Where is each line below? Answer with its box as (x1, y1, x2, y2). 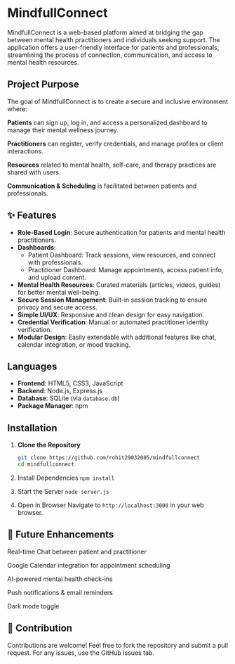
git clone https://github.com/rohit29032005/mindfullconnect (17, 454, 201, 461)
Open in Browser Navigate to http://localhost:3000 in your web (17, 501, 205, 509)
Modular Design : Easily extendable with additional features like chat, (17, 333, 217, 341)
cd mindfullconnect (17, 461, 75, 468)
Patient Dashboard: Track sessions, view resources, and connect (27, 250, 216, 259)
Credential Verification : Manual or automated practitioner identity (17, 318, 209, 326)
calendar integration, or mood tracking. (17, 340, 131, 349)
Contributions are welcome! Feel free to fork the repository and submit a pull (7, 641, 229, 649)
